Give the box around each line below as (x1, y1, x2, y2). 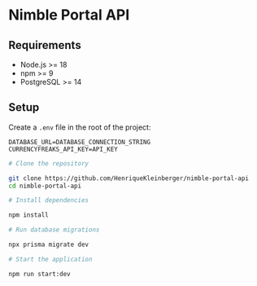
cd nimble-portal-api (8, 182, 82, 190)
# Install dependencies (8, 196, 89, 205)
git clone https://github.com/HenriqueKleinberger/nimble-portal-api (8, 174, 250, 183)
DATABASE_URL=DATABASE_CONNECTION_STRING (8, 138, 151, 146)
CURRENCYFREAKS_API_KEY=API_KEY (8, 145, 118, 153)
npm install (8, 211, 49, 219)
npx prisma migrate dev (8, 240, 89, 249)
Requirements (8, 38, 81, 52)
